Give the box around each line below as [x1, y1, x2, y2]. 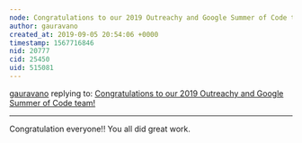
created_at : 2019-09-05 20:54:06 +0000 [9, 30, 159, 39]
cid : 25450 [9, 55, 50, 64]
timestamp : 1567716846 [9, 38, 94, 48]
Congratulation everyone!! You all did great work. [9, 123, 191, 134]
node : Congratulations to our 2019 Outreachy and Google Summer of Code [9, 13, 288, 22]
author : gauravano [9, 22, 78, 31]
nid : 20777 [9, 47, 50, 56]
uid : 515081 [9, 64, 54, 73]
